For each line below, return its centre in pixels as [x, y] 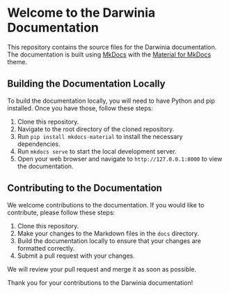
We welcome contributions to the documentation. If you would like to [106, 205]
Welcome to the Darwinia [81, 13]
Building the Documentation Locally [86, 84]
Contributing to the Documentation [85, 188]
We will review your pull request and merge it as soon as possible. [102, 269]
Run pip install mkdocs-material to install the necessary [100, 136]
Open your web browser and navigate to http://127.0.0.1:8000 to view [120, 159]
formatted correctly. [46, 248]
